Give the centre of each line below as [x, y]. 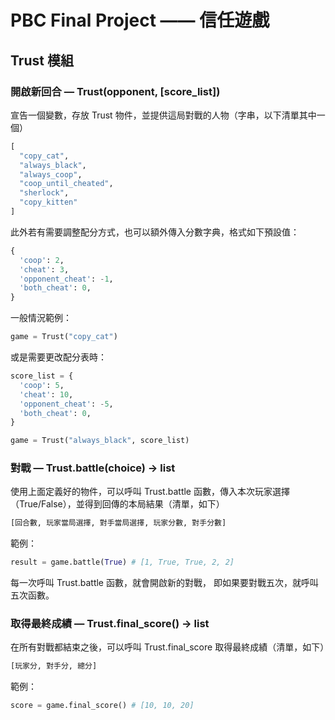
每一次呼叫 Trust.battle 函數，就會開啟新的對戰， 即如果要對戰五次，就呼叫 [164, 583]
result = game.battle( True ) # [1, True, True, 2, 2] [122, 562]
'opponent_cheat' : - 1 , [66, 279]
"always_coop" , [51, 174]
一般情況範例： [41, 318]
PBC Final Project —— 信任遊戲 [140, 20]
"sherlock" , [44, 193]
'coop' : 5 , [42, 385]
